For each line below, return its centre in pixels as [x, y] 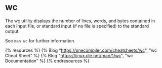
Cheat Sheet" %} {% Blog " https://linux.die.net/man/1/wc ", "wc [69, 55]
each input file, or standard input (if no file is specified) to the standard [77, 26]
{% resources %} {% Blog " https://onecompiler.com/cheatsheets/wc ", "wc [81, 50]
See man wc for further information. [40, 40]
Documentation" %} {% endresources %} [47, 61]
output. [12, 31]
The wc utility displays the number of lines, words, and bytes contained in [80, 21]
